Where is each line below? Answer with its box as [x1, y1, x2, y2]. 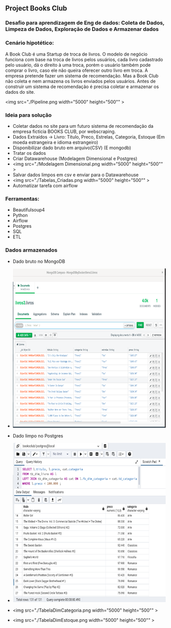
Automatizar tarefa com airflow [12, 182, 78, 188]
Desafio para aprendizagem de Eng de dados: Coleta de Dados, [5, 19, 164, 26]
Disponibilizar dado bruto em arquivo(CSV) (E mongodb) [12, 145, 131, 151]
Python [12, 212, 28, 219]
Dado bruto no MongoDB [12, 258, 65, 264]
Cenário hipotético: [5, 39, 54, 46]
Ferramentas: [5, 195, 40, 202]
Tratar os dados [12, 150, 46, 156]
